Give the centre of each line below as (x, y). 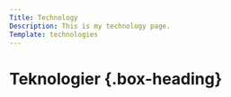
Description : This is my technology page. (90, 26)
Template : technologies (54, 34)
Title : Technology (44, 18)
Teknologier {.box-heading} (116, 79)
